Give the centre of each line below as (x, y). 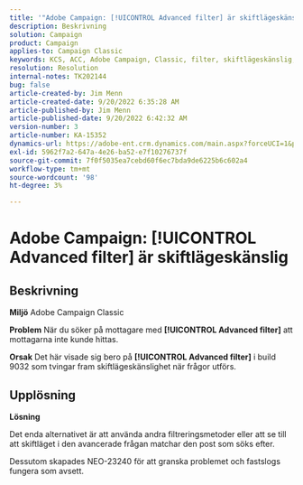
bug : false (30, 85)
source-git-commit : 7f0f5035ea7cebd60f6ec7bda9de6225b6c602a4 (129, 160)
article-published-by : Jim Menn (70, 110)
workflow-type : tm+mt (50, 169)
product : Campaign (44, 43)
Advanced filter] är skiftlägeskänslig (149, 257)
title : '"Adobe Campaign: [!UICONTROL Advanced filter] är (123, 18)
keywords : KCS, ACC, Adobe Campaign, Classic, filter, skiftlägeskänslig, (153, 60)
